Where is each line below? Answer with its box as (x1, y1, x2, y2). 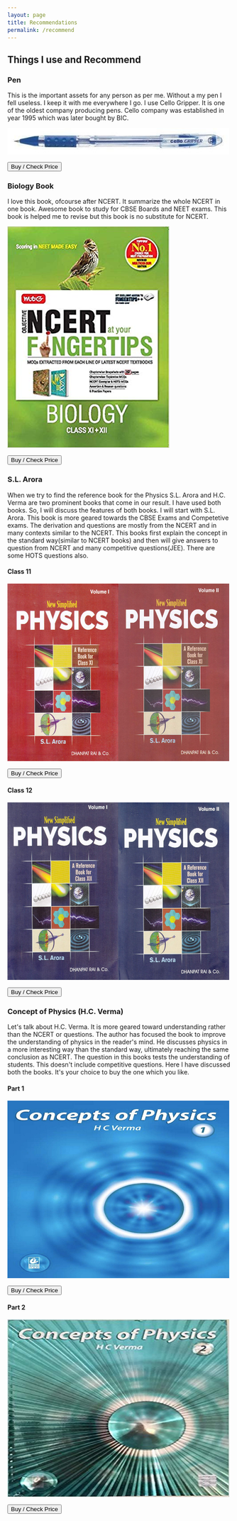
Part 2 (7, 1303, 26, 1312)
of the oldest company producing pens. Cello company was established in (7, 107, 225, 115)
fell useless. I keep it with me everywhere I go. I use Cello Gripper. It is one (7, 99, 226, 107)
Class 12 (7, 786, 33, 795)
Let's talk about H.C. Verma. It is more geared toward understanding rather (7, 1023, 226, 1031)
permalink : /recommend (7, 26, 75, 33)
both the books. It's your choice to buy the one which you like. (7, 1068, 189, 1076)
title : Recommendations (7, 18, 78, 26)
